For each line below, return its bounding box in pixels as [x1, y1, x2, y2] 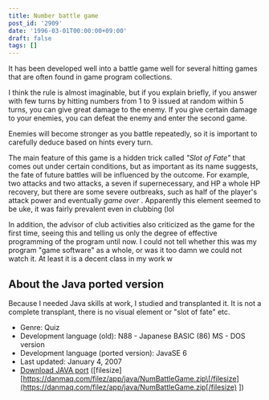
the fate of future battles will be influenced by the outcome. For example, [8, 170, 250, 180]
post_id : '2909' [8, 19, 63, 27]
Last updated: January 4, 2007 [19, 357, 122, 366]
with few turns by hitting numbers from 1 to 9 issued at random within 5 [8, 96, 244, 106]
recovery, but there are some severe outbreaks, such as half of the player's [8, 187, 258, 197]
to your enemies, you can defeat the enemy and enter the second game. [8, 113, 247, 123]
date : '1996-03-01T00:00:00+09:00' [8, 27, 128, 35]
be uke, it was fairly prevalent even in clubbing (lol [8, 204, 175, 214]
